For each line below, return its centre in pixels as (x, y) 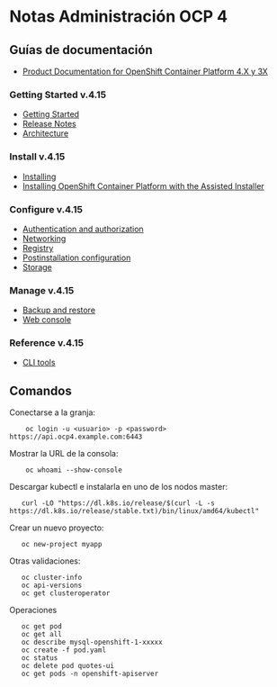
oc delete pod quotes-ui (68, 666)
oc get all (42, 635)
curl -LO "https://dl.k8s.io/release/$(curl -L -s (118, 503)
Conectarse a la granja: (53, 412)
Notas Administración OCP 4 (119, 17)
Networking (44, 238)
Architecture (45, 133)
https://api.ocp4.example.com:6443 (76, 437)
